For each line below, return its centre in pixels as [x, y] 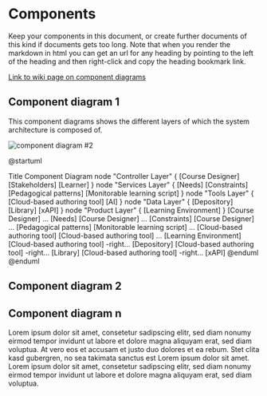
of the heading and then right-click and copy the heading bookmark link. [127, 61]
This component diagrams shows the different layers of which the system [129, 121]
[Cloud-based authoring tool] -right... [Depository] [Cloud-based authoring [131, 244]
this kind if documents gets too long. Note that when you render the [120, 44]
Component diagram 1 [64, 102]
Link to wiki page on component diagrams [77, 77]
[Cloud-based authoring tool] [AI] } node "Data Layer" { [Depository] [121, 201]
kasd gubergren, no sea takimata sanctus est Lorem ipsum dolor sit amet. [129, 358]
